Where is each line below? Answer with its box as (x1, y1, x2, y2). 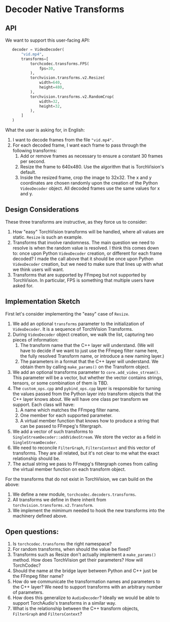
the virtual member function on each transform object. (12, 466, 126, 472)
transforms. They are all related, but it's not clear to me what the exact (12, 450, 159, 456)
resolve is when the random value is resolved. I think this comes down (12, 245, 159, 251)
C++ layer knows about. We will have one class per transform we (12, 396, 148, 402)
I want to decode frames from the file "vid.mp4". (12, 137, 114, 143)
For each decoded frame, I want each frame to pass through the (12, 142, 147, 148)
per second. (20, 158, 46, 164)
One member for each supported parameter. (20, 412, 113, 418)
